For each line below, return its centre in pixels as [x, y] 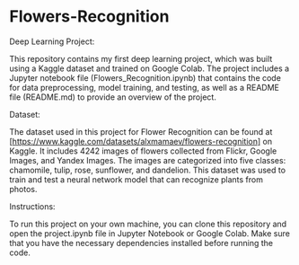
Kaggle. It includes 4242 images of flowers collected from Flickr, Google [143, 151]
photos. [23, 189]
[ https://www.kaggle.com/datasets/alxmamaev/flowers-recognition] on [141, 141]
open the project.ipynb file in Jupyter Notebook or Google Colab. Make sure [149, 233]
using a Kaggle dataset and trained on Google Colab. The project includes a [149, 68]
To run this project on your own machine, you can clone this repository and [148, 224]
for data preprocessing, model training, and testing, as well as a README [145, 87]
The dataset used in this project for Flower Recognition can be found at [141, 131]
